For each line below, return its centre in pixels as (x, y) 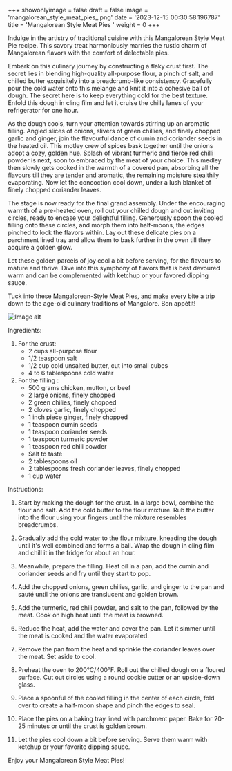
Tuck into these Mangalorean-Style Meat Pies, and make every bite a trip (112, 296)
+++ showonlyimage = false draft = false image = (78, 10)
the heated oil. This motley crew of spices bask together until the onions (110, 146)
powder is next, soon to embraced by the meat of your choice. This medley (115, 160)
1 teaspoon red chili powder (67, 446)
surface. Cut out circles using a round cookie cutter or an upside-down (119, 677)
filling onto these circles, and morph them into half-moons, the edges (106, 225)
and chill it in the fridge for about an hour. (77, 553)
